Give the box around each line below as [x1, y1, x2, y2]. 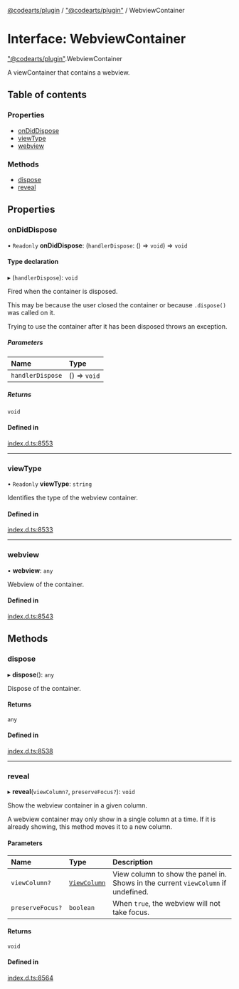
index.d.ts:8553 [7, 439, 53, 448]
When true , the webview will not [112, 898, 221, 908]
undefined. [112, 887, 149, 897]
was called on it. [7, 308, 55, 317]
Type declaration [7, 258, 59, 266]
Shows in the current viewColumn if [112, 878, 227, 888]
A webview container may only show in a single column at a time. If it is [7, 815, 216, 824]
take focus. [112, 907, 150, 917]
